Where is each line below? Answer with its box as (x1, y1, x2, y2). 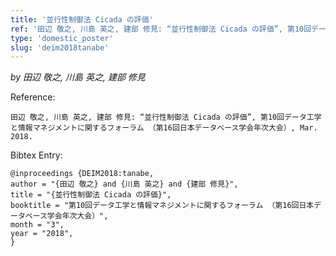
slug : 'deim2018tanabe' (10, 42, 110, 53)
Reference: (10, 91, 56, 103)
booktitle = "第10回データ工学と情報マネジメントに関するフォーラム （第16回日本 (10, 201, 315, 211)
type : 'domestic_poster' (10, 33, 114, 43)
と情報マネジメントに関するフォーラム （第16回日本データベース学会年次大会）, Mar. (10, 123, 318, 133)
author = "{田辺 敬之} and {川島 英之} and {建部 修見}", (10, 179, 239, 190)
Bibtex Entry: (10, 149, 63, 161)
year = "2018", (10, 229, 74, 239)
